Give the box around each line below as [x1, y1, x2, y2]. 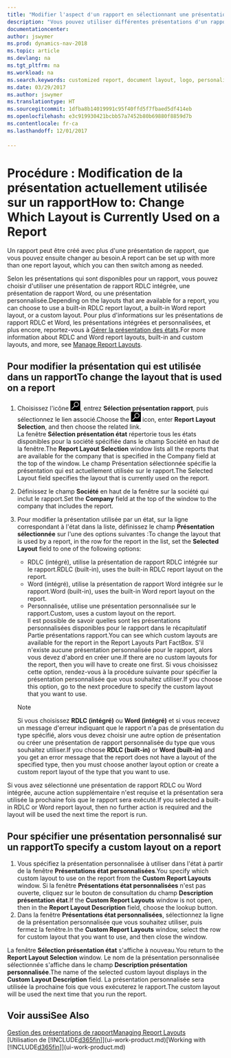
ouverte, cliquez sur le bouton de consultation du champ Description [16, 889, 213, 897]
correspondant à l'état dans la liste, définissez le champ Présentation [16, 522, 215, 531]
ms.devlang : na [7, 55, 51, 62]
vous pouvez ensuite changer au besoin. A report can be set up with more [7, 254, 215, 262]
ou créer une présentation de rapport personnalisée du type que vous [16, 738, 215, 747]
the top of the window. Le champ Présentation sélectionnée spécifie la [16, 459, 217, 468]
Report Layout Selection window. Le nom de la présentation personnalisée [7, 953, 220, 962]
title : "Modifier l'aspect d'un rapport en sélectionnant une [7, 11, 189, 18]
